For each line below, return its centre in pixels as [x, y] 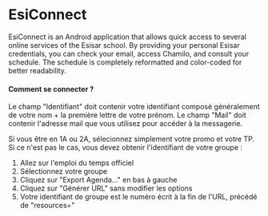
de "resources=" [47, 206]
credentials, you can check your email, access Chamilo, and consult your [129, 53]
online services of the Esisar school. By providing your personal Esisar [124, 45]
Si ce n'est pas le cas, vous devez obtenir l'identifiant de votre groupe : [125, 147]
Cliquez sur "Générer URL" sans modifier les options [106, 188]
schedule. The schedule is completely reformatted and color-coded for [125, 62]
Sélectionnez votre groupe [64, 171]
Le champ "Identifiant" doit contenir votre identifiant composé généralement [134, 107]
